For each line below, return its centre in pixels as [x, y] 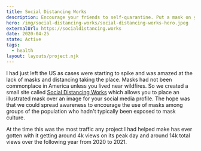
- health [22, 51]
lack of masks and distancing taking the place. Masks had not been [89, 79]
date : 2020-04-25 [28, 34]
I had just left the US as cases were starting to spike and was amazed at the [100, 73]
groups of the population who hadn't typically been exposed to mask [91, 111]
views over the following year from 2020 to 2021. [67, 141]
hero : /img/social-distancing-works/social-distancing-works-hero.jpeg [97, 23]
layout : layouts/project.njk [42, 56]
